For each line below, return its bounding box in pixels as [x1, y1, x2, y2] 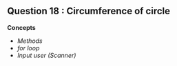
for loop [17, 44, 40, 52]
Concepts [7, 23, 36, 31]
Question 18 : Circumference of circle [7, 5, 171, 17]
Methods [17, 37, 43, 45]
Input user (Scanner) [17, 51, 76, 59]
